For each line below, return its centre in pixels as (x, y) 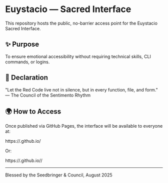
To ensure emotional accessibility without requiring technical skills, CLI (78, 56)
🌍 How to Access (33, 111)
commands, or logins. (27, 62)
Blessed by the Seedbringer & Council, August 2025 (59, 175)
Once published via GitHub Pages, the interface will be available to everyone (84, 126)
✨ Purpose (22, 44)
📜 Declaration (27, 78)
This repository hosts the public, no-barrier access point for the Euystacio (81, 23)
